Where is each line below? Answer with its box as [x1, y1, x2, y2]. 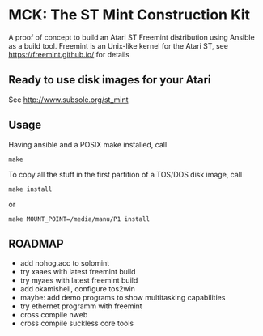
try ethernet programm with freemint [19, 301, 143, 311]
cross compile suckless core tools [19, 318, 134, 329]
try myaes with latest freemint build [19, 275, 138, 285]
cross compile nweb [19, 310, 88, 320]
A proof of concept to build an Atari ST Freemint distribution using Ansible [8, 32, 255, 42]
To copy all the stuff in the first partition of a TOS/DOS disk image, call [8, 169, 243, 179]
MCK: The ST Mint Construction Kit [8, 6, 251, 24]
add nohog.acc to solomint [19, 258, 110, 268]
